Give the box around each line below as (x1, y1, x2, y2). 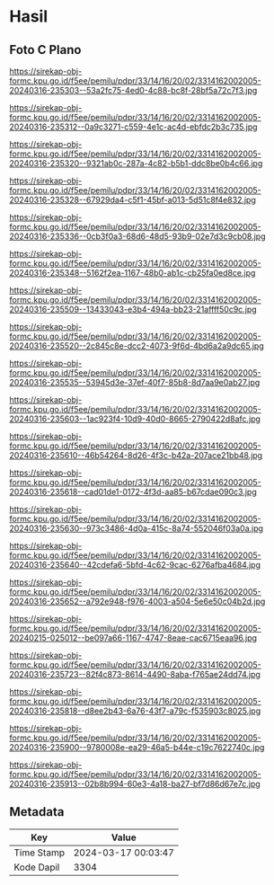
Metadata (9, 804, 65, 819)
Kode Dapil (13, 861, 60, 873)
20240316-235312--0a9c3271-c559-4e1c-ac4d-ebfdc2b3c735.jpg (9, 121, 258, 132)
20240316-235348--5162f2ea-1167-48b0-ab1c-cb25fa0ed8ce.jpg (9, 268, 256, 278)
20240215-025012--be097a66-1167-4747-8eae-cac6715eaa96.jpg (9, 633, 258, 643)
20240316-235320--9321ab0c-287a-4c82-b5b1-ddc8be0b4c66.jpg (9, 158, 263, 168)
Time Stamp (13, 846, 66, 859)
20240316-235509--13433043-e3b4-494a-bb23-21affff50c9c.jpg (9, 304, 258, 314)
